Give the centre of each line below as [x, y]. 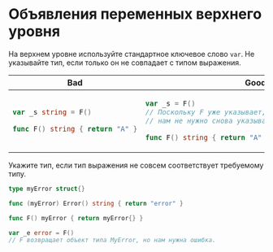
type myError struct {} [47, 189]
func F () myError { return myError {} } [76, 218]
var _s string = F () [52, 112]
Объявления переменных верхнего [135, 14]
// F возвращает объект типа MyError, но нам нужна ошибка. [113, 241]
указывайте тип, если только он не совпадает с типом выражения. [125, 63]
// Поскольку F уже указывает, [206, 112]
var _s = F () [170, 103]
